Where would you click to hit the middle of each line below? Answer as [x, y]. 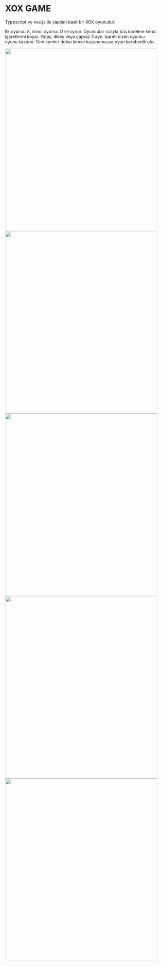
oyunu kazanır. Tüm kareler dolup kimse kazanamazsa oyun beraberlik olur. [81, 41]
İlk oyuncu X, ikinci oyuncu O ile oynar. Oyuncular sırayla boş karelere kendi [81, 31]
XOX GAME [28, 9]
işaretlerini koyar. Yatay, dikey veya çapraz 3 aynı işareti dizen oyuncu [75, 36]
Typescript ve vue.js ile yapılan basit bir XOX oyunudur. [60, 22]
